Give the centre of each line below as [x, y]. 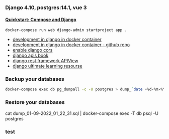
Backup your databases [35, 79]
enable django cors [32, 50]
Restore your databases [35, 102]
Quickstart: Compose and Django [41, 20]
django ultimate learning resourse [47, 66]
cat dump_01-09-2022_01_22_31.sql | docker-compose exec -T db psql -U [82, 113]
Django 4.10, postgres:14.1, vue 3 [46, 8]
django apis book [30, 55]
